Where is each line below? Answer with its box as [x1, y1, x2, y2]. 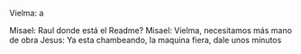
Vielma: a [9, 8, 44, 18]
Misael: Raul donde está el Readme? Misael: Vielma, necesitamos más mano [9, 25, 293, 35]
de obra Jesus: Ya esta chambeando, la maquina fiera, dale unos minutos [9, 35, 282, 45]
